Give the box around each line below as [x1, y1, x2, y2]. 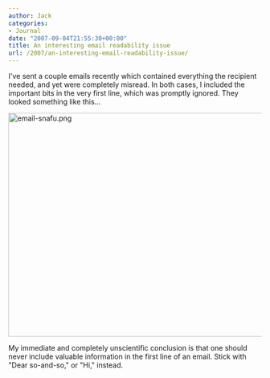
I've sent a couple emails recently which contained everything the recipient [8, 72, 257, 80]
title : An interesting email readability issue [8, 42, 171, 50]
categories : [8, 19, 48, 27]
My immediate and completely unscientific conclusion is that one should [8, 343, 247, 352]
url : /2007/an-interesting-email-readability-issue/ [8, 49, 189, 57]
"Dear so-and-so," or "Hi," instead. [8, 360, 124, 370]
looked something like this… [8, 97, 101, 106]
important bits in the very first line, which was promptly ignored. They [8, 88, 239, 97]
